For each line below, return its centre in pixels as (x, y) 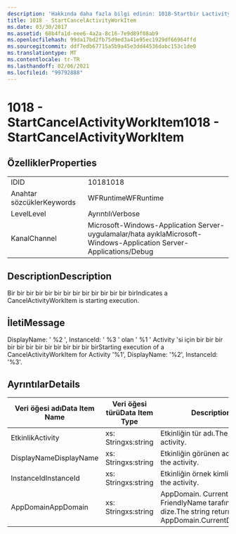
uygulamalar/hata (116, 234)
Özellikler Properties (52, 163)
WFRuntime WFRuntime (126, 197)
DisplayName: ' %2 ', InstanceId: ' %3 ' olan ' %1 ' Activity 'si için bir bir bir (115, 340)
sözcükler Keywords (43, 202)
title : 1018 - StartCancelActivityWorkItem (72, 20)
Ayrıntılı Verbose (114, 214)
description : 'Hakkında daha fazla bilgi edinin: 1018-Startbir (103, 14)
